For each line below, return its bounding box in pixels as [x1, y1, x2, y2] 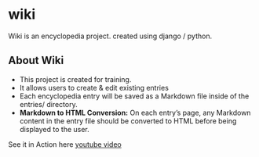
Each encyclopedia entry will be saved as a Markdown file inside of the [19, 91, 250, 101]
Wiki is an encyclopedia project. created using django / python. [8, 31, 213, 41]
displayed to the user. [19, 124, 90, 134]
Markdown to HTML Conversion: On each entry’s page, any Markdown [19, 108, 251, 117]
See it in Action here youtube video [8, 139, 122, 149]
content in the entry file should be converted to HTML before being [19, 116, 237, 126]
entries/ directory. [19, 99, 78, 109]
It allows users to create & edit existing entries [19, 83, 169, 92]
